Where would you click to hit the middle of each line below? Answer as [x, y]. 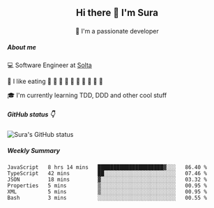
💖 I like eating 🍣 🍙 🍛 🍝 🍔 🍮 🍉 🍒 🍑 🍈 [55, 82]
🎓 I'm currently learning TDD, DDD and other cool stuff [87, 96]
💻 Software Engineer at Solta [49, 65]
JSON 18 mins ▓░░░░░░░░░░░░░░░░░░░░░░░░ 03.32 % [107, 180]
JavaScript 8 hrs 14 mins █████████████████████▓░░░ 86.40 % [107, 168]
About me [22, 47]
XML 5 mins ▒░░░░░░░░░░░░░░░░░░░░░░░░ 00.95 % [107, 192]
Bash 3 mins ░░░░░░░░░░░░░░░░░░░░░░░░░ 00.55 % [107, 198]
